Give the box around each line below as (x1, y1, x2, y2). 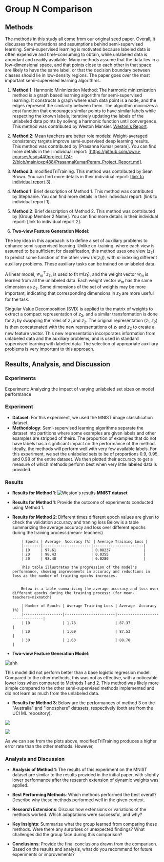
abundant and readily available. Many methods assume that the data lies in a (5, 57, 159, 62)
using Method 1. (12, 504, 44, 510)
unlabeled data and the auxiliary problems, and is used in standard (5, 335, 139, 341)
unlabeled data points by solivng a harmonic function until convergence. (12, 119, 158, 124)
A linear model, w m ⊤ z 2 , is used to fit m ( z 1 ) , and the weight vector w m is (5, 270, 149, 278)
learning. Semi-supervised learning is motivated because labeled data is (5, 47, 150, 52)
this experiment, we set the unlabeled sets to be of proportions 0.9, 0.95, (12, 451, 159, 456)
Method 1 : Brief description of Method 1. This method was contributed (12, 189, 154, 194)
